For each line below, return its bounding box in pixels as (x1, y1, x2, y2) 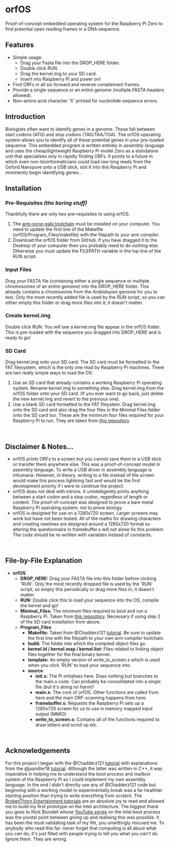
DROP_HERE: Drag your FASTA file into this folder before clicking (20, 575, 156, 581)
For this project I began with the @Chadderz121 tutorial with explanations (5, 760, 158, 766)
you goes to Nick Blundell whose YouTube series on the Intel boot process (5, 809, 161, 815)
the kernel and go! (20, 602, 58, 608)
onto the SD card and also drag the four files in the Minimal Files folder (12, 407, 161, 413)
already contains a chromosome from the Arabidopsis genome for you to (5, 288, 158, 294)
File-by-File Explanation (5, 556, 83, 565)
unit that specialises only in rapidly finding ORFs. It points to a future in (5, 153, 153, 159)
